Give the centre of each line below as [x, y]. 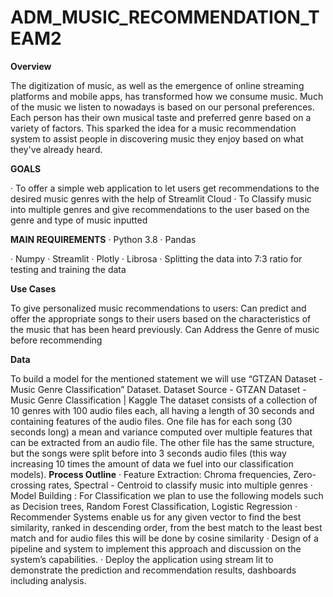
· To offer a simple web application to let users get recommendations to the [165, 188]
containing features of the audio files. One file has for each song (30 [151, 421]
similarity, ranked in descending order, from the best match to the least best [166, 527]
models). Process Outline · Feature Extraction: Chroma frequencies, [151, 474]
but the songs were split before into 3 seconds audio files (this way [148, 453]
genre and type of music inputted [79, 220]
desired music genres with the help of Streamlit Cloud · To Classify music [161, 198]
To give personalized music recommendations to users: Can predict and [158, 308]
